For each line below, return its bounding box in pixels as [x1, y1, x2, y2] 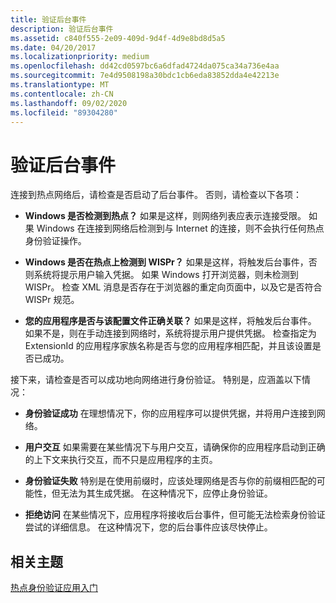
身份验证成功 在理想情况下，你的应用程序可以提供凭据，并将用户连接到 [24, 407, 317, 420]
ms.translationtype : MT [10, 80, 110, 90]
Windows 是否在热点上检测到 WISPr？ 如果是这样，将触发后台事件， [24, 256, 309, 268]
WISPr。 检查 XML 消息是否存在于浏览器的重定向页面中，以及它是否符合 [24, 281, 323, 293]
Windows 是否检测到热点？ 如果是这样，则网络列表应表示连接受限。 [24, 210, 307, 222]
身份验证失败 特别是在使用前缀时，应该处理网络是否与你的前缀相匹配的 [24, 475, 317, 487]
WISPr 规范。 [24, 294, 80, 306]
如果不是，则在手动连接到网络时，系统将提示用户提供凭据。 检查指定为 [24, 327, 317, 340]
